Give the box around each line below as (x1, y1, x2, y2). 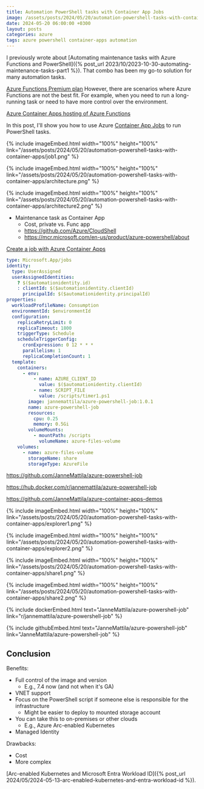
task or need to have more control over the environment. (27, 98, 168, 105)
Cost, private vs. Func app (24, 220, 90, 228)
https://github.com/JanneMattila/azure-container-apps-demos (6, 496, 163, 503)
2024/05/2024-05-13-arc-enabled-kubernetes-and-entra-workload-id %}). (6, 777, 196, 784)
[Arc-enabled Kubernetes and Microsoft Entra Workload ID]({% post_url (6, 770, 186, 777)
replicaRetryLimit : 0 (17, 319, 72, 326)
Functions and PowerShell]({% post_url (6, 60, 104, 68)
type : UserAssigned (12, 268, 61, 275)
